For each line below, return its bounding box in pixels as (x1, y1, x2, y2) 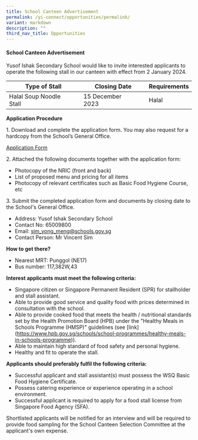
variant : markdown (6, 20, 51, 25)
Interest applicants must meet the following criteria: (6, 274, 136, 282)
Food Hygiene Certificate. (14, 378, 78, 385)
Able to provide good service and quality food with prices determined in (14, 299, 190, 306)
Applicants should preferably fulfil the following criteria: (6, 360, 147, 367)
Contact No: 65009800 (14, 221, 72, 228)
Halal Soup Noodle (9, 92, 61, 101)
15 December (83, 92, 122, 101)
